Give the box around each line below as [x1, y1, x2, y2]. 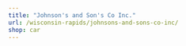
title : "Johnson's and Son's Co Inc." [8, 11, 136, 19]
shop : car [8, 26, 41, 34]
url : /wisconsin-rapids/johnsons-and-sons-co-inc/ [8, 19, 179, 27]
